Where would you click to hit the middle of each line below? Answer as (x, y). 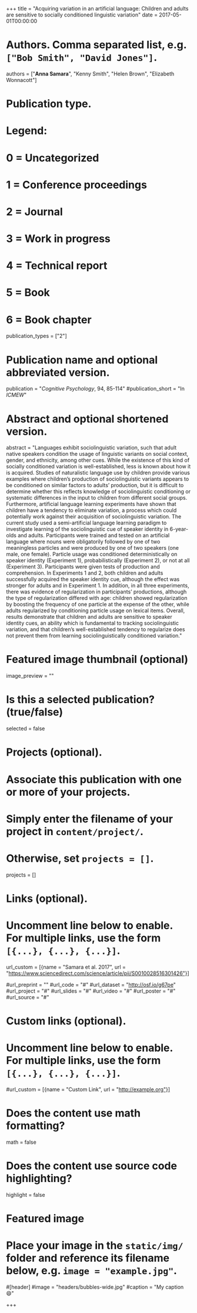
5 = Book (28, 293)
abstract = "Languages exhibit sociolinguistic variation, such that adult (91, 448)
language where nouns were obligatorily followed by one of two (83, 541)
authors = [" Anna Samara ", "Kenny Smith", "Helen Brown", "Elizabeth (90, 74)
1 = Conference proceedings (76, 185)
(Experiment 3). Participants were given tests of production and (83, 567)
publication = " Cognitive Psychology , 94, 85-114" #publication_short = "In (96, 389)
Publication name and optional (82, 360)
